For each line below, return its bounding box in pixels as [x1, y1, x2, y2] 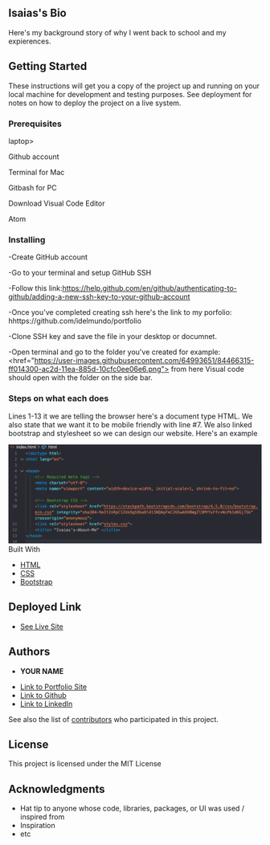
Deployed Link [8, 600, 82, 614]
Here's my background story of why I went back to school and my [8, 27, 227, 37]
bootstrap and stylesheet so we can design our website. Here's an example [8, 428, 258, 438]
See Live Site [19, 622, 64, 631]
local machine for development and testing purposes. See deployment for [8, 89, 252, 99]
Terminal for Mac [8, 167, 65, 177]
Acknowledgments [8, 782, 106, 796]
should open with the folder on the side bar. [8, 373, 153, 382]
